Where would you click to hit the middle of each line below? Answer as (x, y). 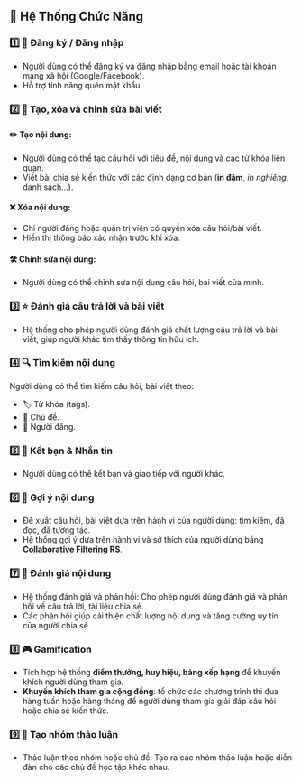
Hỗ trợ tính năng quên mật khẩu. (82, 85)
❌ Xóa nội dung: (40, 208)
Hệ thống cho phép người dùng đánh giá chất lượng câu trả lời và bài (150, 330)
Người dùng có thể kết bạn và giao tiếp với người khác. (123, 474)
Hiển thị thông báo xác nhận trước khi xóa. (101, 238)
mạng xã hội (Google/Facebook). (83, 75)
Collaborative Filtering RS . (73, 549)
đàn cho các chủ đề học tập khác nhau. (96, 767)
